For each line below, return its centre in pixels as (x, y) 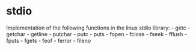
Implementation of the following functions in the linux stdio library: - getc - (98, 28)
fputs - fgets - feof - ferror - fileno (49, 40)
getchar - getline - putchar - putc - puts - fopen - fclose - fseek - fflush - (97, 34)
